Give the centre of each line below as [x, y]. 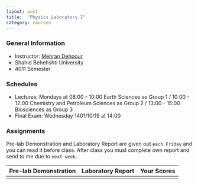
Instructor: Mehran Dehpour [48, 56]
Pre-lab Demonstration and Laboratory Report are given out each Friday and [99, 144]
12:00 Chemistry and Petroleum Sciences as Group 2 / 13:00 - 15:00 [97, 103]
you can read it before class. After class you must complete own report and [98, 150]
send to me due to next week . [42, 157]
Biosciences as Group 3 [43, 109]
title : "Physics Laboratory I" [46, 17]
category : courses [29, 22]
